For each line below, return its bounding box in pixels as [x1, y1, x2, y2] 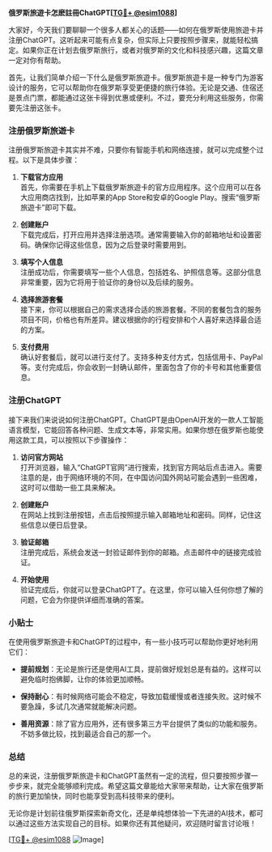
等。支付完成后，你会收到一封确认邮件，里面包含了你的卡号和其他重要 [19, 362, 255, 372]
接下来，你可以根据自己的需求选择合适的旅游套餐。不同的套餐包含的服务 [19, 305, 261, 315]
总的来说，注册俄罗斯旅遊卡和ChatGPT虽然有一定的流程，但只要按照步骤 [8, 771, 252, 781]
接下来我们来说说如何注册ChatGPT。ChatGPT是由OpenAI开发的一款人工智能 [8, 414, 264, 424]
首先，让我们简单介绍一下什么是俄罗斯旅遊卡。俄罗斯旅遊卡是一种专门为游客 [8, 73, 264, 82]
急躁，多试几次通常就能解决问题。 [27, 702, 142, 711]
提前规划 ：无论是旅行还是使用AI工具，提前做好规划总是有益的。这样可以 [19, 663, 261, 674]
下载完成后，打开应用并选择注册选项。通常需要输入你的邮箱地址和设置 [19, 230, 255, 239]
